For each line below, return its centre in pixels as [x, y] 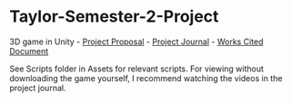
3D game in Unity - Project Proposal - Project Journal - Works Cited [136, 42]
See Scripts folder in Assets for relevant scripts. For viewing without [136, 69]
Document [29, 51]
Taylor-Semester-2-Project [114, 17]
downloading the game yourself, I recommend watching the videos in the [146, 78]
